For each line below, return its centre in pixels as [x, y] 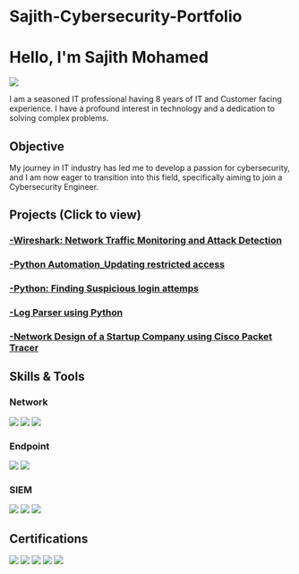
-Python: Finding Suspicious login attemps [104, 288]
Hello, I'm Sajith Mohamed [109, 58]
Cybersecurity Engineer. [54, 186]
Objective [37, 146]
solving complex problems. [59, 118]
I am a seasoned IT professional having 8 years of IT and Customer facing [145, 99]
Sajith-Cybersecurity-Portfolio [126, 17]
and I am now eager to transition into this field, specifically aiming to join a [146, 177]
